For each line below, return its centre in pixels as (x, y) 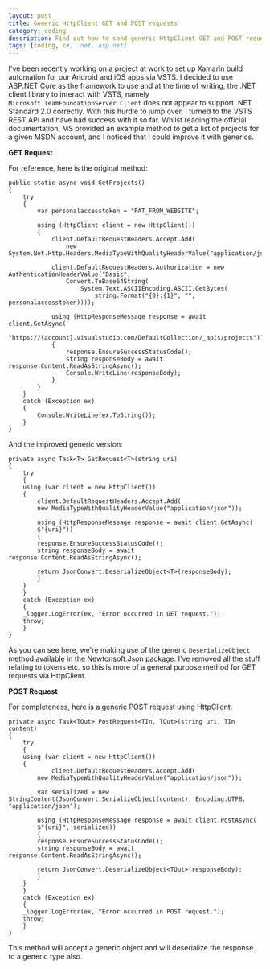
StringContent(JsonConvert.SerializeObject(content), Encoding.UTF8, (127, 799)
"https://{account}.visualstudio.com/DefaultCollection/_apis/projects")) (136, 338)
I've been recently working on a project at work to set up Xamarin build (126, 68)
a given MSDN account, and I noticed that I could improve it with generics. (131, 137)
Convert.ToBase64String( (107, 282)
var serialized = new (74, 792)
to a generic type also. (45, 957)
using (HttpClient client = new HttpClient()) (117, 225)
